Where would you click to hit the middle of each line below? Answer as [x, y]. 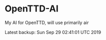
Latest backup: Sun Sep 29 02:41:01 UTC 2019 [53, 32]
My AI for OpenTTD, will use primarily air [47, 22]
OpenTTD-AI [32, 9]
